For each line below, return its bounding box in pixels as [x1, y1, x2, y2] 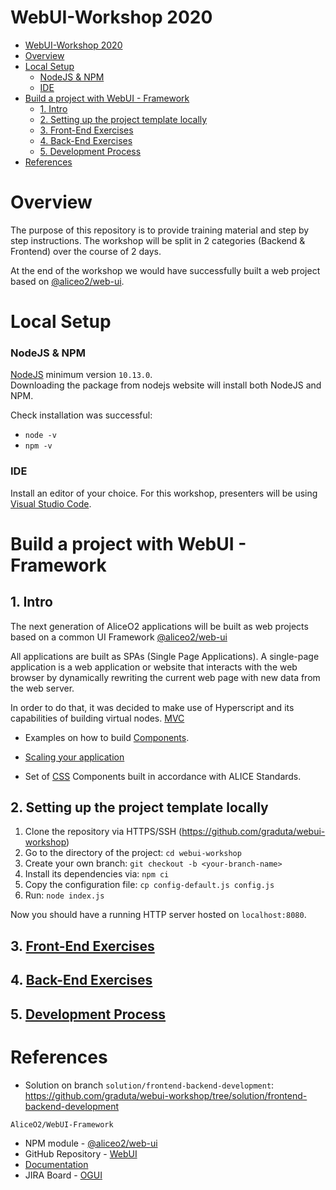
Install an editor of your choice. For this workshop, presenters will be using [10, 487, 318, 499]
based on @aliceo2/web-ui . [10, 275, 125, 287]
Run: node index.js [24, 889, 105, 901]
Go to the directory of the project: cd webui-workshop [24, 847, 242, 859]
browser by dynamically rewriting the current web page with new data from [10, 671, 321, 683]
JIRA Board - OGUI [24, 1169, 103, 1181]
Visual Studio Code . [10, 497, 92, 510]
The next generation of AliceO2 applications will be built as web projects [10, 620, 309, 632]
